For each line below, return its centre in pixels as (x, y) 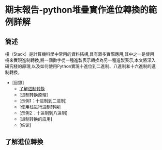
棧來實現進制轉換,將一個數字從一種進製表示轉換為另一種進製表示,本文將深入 (81, 60)
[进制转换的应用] (36, 119)
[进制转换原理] (34, 95)
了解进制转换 (32, 89)
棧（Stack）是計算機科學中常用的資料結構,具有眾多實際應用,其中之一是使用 (80, 54)
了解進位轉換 (24, 142)
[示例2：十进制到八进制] (43, 113)
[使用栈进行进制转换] (40, 107)
